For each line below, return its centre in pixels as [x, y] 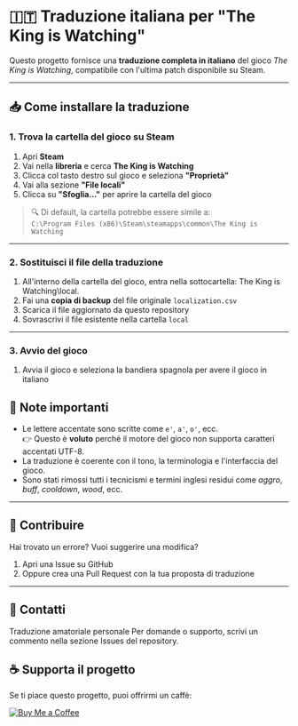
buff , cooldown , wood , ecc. [72, 490]
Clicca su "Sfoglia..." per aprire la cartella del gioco [117, 194]
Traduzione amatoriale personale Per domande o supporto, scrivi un [134, 631]
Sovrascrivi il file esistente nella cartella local [105, 319]
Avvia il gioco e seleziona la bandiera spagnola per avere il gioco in [145, 370]
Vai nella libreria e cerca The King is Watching [108, 165]
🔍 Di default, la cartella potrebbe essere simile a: [121, 211]
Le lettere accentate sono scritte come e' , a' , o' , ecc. [120, 429]
